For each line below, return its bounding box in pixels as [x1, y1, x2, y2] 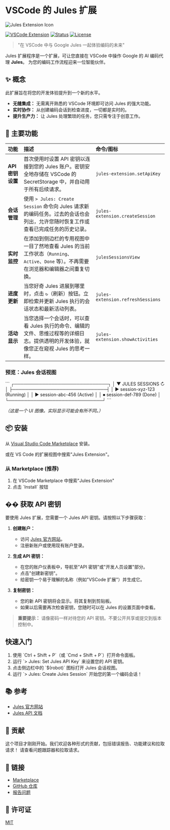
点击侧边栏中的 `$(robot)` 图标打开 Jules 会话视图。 [12, 665, 120, 671]
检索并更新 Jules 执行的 [28, 297, 85, 304]
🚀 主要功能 [5, 129, 38, 138]
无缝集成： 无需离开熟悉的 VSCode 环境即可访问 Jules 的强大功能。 [12, 100, 154, 106]
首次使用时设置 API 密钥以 [23, 155, 86, 162]
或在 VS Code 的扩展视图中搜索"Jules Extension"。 [5, 451, 112, 457]
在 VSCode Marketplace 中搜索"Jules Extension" [12, 477, 115, 484]
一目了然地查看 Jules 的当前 [23, 242, 90, 249]
